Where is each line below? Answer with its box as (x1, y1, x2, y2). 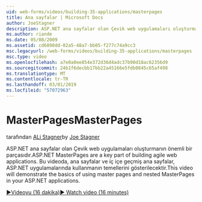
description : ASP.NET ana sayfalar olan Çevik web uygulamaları (6, 25, 171, 32)
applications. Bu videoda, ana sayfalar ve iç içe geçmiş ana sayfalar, (6, 157, 176, 165)
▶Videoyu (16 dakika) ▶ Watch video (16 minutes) (6, 188, 129, 196)
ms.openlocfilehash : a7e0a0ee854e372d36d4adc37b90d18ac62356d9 (6, 59, 168, 65)
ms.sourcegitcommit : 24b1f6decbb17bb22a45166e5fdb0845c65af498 (6, 65, 168, 71)
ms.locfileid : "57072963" (6, 87, 71, 93)
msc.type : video (6, 54, 47, 60)
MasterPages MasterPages (6, 113, 142, 127)
